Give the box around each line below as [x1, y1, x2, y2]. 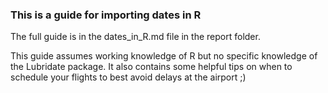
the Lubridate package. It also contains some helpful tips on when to [10, 61, 293, 73]
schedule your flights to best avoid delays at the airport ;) [10, 71, 247, 83]
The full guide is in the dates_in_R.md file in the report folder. [10, 31, 261, 43]
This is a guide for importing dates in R [10, 8, 202, 22]
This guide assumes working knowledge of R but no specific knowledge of [10, 50, 318, 62]
